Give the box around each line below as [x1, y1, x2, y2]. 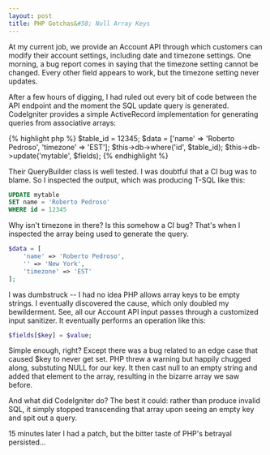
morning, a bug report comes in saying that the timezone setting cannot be [8, 58, 259, 69]
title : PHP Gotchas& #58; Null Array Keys [8, 19, 151, 28]
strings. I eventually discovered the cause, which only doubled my [8, 298, 229, 308]
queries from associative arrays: [8, 118, 116, 127]
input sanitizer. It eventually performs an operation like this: [8, 315, 207, 325]
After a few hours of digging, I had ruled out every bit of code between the [8, 92, 257, 101]
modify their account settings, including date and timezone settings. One [8, 50, 251, 60]
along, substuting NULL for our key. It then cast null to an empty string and [8, 363, 258, 373]
